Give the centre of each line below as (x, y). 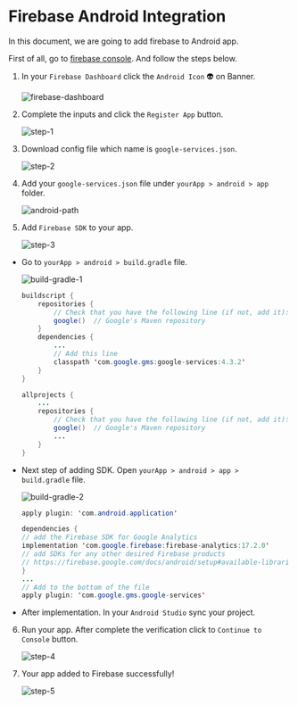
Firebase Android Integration (117, 17)
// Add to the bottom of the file (85, 587)
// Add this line (86, 354)
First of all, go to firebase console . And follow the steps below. (123, 58)
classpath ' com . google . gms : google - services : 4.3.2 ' (150, 362)
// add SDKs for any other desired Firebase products (123, 554)
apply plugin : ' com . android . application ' (99, 513)
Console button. (50, 639)
